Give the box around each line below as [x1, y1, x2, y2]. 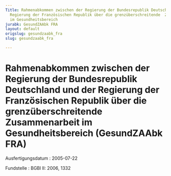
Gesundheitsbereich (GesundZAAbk [5, 128, 163, 139]
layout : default [5, 27, 40, 32]
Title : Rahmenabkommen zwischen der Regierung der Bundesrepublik [5, 7, 149, 13]
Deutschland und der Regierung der [5, 84, 160, 96]
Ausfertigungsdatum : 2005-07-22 [5, 155, 78, 161]
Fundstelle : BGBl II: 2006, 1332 [5, 165, 71, 171]
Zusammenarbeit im [5, 117, 93, 128]
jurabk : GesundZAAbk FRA [5, 21, 58, 27]
